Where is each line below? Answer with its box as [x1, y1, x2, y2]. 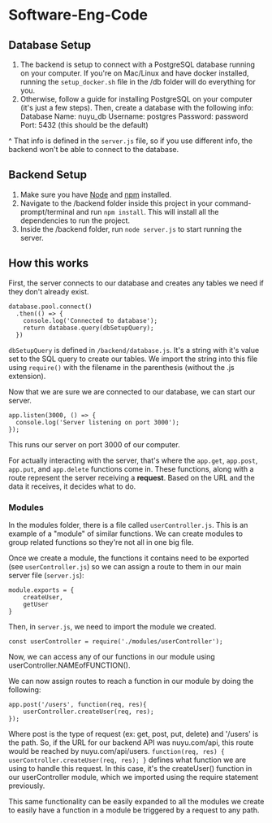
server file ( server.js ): [8, 570, 84, 580]
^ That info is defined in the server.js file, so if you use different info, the [8, 136, 253, 146]
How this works [8, 256, 89, 270]
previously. [8, 781, 45, 790]
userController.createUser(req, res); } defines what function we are [8, 755, 246, 764]
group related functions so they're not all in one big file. [8, 537, 194, 546]
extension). [8, 371, 46, 381]
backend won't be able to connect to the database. [8, 145, 179, 154]
